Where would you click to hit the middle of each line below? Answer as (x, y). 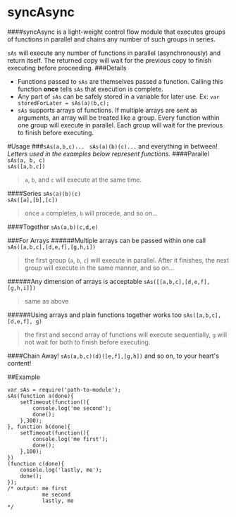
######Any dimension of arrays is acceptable (75, 281)
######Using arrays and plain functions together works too (94, 315)
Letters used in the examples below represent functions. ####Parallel (108, 154)
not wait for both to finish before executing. (87, 342)
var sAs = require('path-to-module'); (64, 390)
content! (19, 363)
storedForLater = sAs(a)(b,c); (63, 103)
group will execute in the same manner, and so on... (99, 268)
